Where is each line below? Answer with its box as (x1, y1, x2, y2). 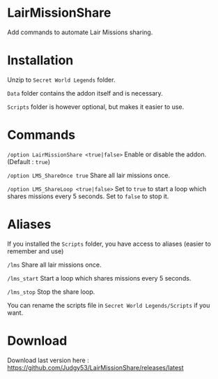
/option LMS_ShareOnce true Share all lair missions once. (7, 171, 171, 179)
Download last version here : (7, 356, 89, 364)
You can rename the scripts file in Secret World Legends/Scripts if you (7, 301, 210, 309)
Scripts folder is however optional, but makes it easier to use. (7, 103, 185, 111)
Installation (7, 52, 74, 68)
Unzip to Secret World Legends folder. (7, 75, 116, 84)
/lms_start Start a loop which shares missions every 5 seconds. (7, 274, 192, 282)
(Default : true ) (7, 157, 51, 165)
